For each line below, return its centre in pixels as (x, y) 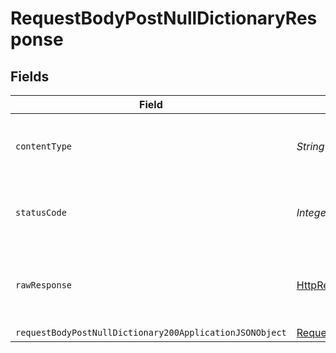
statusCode (41, 212)
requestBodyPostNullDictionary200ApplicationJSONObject (151, 332)
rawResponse (44, 285)
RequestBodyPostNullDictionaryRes (164, 18)
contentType (44, 146)
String (310, 146)
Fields (30, 76)
